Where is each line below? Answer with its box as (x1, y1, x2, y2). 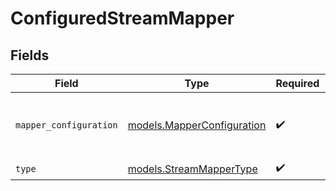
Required (275, 77, 320, 90)
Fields (10, 47, 50, 64)
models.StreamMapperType (127, 162, 258, 176)
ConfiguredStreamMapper (10, 7, 235, 30)
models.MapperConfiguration (127, 118, 267, 132)
